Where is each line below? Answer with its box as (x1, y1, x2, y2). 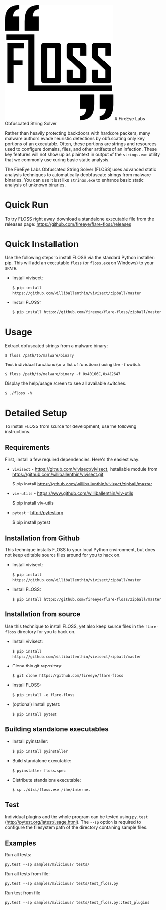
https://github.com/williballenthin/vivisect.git (12, 471, 104, 478)
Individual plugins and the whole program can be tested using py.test (5, 814, 148, 820)
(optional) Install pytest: (12, 701, 61, 707)
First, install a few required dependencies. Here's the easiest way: (5, 456, 140, 463)
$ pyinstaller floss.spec (12, 768, 66, 773)
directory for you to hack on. (17, 628, 76, 634)
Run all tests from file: (5, 871, 50, 877)
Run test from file (5, 890, 41, 896)
